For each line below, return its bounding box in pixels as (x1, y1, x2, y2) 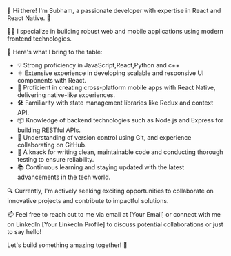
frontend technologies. (7, 34, 72, 43)
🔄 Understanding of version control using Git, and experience (17, 134, 192, 141)
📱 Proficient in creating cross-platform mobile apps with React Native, (17, 83, 216, 92)
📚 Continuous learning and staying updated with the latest (17, 163, 185, 171)
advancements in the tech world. (17, 173, 111, 181)
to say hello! (7, 228, 42, 235)
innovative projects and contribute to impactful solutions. (7, 197, 169, 204)
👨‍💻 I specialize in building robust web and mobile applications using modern (7, 28, 224, 35)
